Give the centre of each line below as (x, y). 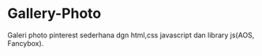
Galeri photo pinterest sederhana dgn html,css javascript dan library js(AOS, (131, 35)
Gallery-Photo (54, 14)
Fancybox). (26, 43)
